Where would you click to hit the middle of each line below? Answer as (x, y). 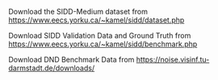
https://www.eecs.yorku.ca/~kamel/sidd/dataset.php (96, 20)
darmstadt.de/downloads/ (52, 68)
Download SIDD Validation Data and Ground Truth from (100, 36)
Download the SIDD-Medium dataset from (78, 12)
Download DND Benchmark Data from (71, 60)
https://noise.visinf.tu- (173, 60)
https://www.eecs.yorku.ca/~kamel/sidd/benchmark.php (103, 44)
